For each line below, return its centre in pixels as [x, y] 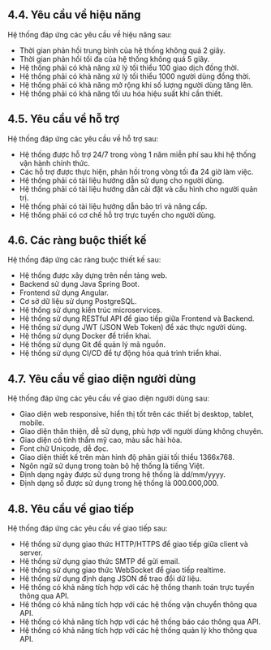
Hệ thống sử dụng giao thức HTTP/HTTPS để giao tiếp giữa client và [133, 544]
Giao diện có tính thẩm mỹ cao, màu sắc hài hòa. [101, 440]
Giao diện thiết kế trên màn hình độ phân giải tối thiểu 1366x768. [127, 457]
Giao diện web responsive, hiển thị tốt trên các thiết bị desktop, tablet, [137, 414]
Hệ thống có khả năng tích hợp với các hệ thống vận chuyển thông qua [138, 604]
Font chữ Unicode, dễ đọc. [64, 448]
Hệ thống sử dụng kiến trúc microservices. [91, 310]
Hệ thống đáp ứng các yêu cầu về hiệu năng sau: [90, 34]
